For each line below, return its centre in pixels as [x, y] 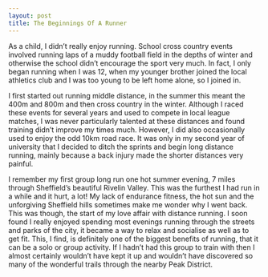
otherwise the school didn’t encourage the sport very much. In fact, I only [130, 63]
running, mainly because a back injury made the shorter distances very [126, 155]
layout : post [30, 16]
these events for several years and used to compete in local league [119, 112]
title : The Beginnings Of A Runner [68, 23]
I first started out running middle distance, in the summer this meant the [127, 95]
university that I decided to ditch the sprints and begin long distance [121, 147]
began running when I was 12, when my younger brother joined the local [128, 71]
